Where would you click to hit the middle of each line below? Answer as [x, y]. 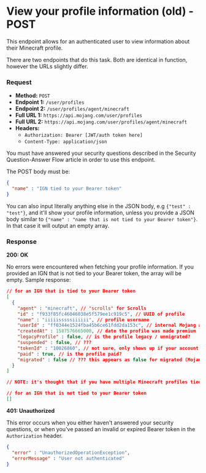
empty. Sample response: [39, 280]
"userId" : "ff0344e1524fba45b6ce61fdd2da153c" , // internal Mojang [107, 326]
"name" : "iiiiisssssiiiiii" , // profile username [83, 320]
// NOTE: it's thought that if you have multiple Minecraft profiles [97, 382]
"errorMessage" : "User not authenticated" [68, 458]
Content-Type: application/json [66, 142]
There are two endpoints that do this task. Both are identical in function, [97, 60]
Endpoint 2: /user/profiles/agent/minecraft [72, 109]
